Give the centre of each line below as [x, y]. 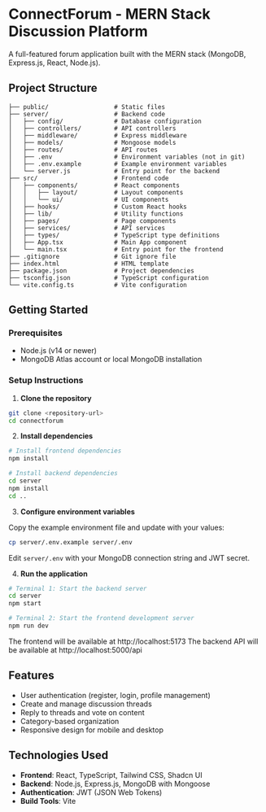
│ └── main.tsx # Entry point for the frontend [116, 249]
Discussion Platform [78, 31]
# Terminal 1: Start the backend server [78, 588]
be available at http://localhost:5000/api [75, 650]
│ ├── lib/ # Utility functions [96, 214]
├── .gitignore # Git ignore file [92, 256]
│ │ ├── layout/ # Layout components [96, 192]
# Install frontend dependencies [65, 451]
